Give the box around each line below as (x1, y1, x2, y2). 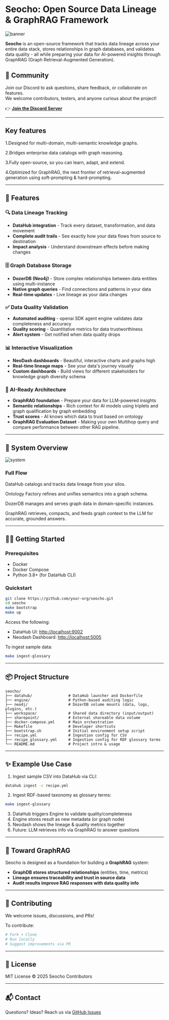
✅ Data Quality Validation (5, 304, 68, 311)
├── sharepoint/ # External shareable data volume (5, 715, 141, 720)
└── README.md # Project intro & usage (5, 741, 121, 746)
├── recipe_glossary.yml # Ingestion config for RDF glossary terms (5, 737, 161, 742)
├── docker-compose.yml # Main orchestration (5, 719, 114, 725)
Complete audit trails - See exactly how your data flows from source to (12, 233, 161, 239)
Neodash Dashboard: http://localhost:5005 (12, 634, 102, 640)
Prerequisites (5, 550, 39, 557)
